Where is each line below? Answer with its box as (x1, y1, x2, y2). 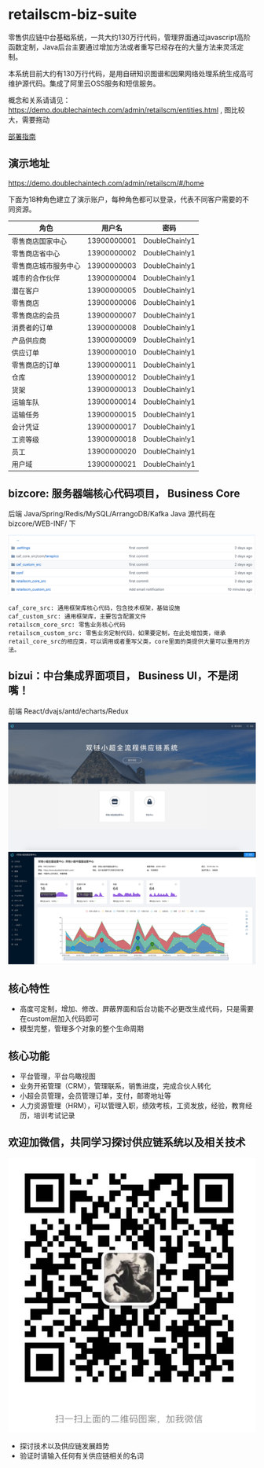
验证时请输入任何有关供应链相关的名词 (19, 1451, 144, 1461)
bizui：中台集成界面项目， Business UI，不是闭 (8, 670, 239, 683)
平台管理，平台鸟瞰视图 (19, 1071, 96, 1081)
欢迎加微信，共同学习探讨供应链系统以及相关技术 (8, 1136, 246, 1149)
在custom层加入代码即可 (19, 1014, 100, 1023)
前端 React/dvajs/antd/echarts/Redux (8, 706, 129, 716)
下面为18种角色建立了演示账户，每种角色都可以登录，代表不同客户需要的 (8, 194, 243, 204)
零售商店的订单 (11, 360, 60, 369)
